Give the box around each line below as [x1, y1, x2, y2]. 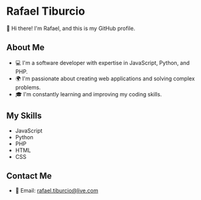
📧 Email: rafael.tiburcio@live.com [15, 187, 99, 194]
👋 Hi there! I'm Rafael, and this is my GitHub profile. [6, 25, 136, 32]
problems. [15, 83, 41, 91]
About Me [6, 42, 45, 53]
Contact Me [6, 171, 52, 181]
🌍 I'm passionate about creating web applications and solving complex [15, 75, 196, 82]
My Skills [6, 110, 42, 121]
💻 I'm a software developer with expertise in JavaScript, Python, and [15, 59, 190, 66]
